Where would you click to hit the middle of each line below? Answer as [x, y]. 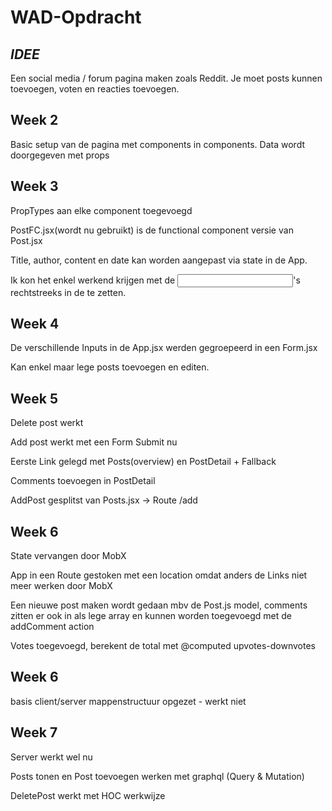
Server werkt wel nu [51, 757]
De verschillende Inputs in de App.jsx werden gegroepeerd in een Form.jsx [164, 348]
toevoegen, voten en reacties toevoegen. [95, 89]
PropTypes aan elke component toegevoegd [101, 210]
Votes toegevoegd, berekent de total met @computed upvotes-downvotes [163, 646]
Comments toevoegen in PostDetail [83, 481]
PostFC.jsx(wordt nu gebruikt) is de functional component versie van [152, 230]
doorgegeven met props [60, 155]
